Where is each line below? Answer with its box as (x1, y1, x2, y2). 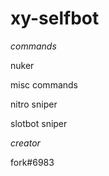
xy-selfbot (10, 7, 100, 30)
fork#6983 (10, 156, 55, 168)
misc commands (10, 78, 78, 91)
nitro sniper (10, 98, 58, 110)
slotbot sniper (10, 117, 68, 129)
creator (10, 137, 41, 149)
